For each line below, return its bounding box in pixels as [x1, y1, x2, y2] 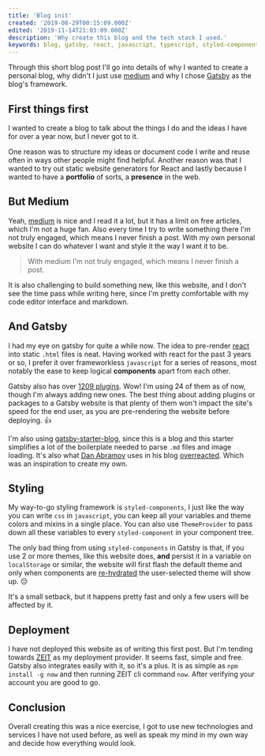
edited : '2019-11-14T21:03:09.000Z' [8, 26, 129, 34]
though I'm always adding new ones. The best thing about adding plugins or [8, 389, 256, 399]
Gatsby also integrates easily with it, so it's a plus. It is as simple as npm [8, 661, 238, 671]
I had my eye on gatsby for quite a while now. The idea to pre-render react [8, 340, 250, 350]
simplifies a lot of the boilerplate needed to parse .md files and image [8, 442, 232, 451]
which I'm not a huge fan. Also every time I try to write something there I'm [8, 224, 251, 234]
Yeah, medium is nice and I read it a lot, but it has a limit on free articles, [8, 216, 242, 225]
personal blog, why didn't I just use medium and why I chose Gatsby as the [8, 71, 252, 81]
